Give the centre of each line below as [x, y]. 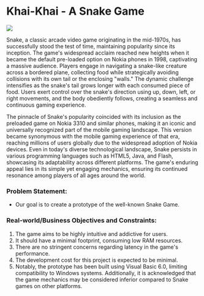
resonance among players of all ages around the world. [76, 175]
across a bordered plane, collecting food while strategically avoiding [93, 72]
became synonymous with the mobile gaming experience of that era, [93, 136]
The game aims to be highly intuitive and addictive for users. [92, 233]
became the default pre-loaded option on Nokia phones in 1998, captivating [102, 59]
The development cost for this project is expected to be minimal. [96, 260]
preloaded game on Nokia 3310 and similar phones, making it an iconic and [101, 123]
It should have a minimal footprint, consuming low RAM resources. [99, 240]
